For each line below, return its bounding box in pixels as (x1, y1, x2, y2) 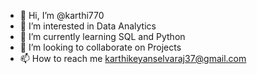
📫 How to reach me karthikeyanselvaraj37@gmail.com (19, 53, 247, 64)
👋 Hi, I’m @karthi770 (19, 10, 105, 21)
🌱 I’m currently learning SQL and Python (19, 31, 186, 42)
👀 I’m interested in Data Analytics (19, 20, 157, 32)
